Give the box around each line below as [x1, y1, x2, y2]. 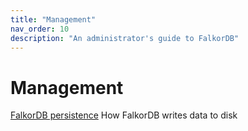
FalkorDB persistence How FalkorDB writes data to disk [10, 109, 238, 121]
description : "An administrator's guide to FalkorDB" [10, 33, 240, 43]
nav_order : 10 [10, 24, 70, 34]
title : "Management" [10, 14, 97, 25]
